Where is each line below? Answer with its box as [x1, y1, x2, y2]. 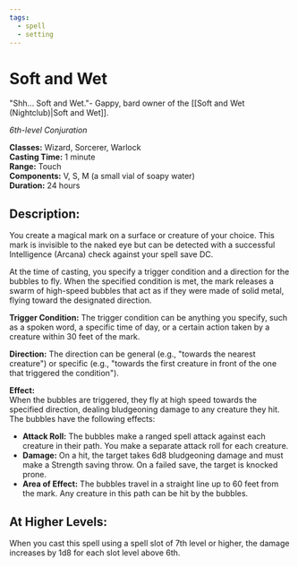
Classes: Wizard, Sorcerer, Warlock [9, 142, 141, 153]
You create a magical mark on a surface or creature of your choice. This [9, 230, 275, 241]
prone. [21, 469, 47, 480]
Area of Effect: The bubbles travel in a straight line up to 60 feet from [21, 478, 279, 489]
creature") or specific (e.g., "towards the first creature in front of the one [9, 358, 277, 369]
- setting [17, 30, 54, 39]
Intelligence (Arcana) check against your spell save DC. [9, 249, 214, 260]
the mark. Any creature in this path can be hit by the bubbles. [21, 488, 249, 499]
